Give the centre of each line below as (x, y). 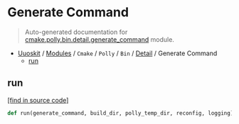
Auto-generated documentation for (76, 32)
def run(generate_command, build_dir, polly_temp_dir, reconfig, (106, 113)
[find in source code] (38, 100)
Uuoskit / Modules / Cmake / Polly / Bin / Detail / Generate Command (117, 53)
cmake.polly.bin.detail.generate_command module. (99, 39)
